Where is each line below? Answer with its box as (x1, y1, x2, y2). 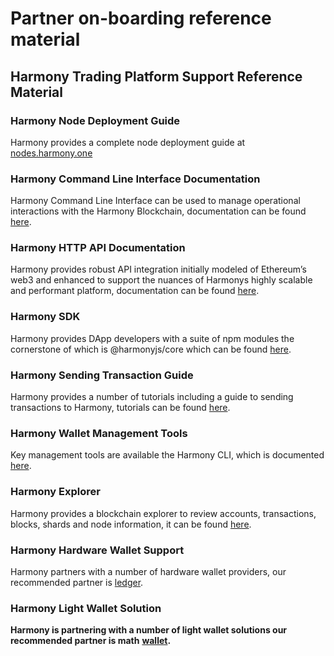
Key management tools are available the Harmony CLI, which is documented (10, 449, 325, 461)
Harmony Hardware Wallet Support (10, 543, 185, 557)
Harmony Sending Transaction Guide (10, 368, 194, 382)
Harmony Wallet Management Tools (10, 426, 188, 440)
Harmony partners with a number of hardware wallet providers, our (10, 565, 287, 577)
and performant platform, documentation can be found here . (10, 285, 260, 297)
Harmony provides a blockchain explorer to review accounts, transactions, (10, 507, 317, 519)
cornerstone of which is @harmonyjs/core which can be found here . (10, 343, 292, 355)
